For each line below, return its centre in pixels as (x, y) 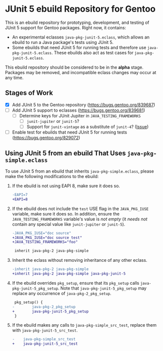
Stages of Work (29, 93)
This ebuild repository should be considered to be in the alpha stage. (74, 67)
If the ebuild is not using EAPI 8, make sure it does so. (66, 186)
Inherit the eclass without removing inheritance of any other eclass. (80, 260)
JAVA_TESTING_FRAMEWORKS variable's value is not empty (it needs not (80, 219)
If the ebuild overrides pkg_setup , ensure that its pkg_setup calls (76, 283)
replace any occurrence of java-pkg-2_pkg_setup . (62, 293)
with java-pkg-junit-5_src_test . (45, 331)
